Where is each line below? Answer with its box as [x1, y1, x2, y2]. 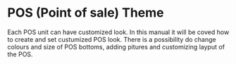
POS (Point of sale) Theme [7, 5, 164, 21]
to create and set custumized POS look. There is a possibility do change [7, 35, 216, 43]
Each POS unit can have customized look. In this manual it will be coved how [7, 28, 230, 36]
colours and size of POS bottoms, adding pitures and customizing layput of [7, 42, 225, 51]
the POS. [7, 50, 33, 58]
